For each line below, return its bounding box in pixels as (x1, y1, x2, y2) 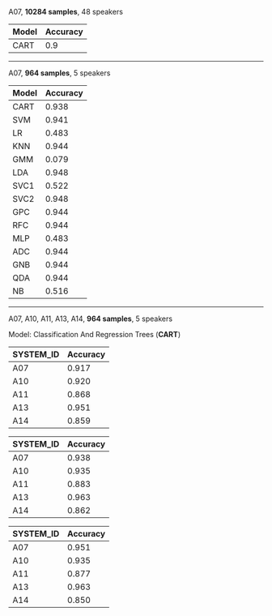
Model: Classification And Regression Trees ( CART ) (8, 330, 181, 339)
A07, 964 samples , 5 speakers (8, 68, 111, 78)
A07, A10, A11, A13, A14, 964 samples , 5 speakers (8, 314, 172, 323)
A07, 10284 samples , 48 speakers (8, 7, 124, 16)
